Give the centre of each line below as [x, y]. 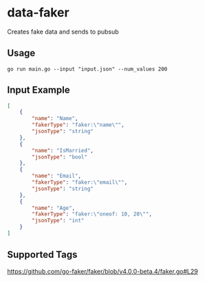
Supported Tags [42, 255]
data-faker [39, 13]
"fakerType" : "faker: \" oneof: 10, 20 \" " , [92, 214]
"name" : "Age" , [54, 208]
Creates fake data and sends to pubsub [63, 32]
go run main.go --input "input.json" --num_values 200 [87, 69]
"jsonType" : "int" [58, 221]
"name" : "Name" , [55, 119]
